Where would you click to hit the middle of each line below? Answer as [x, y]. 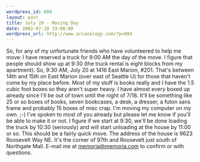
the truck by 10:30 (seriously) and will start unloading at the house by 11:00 [99, 127]
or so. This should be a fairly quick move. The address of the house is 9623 [99, 134]
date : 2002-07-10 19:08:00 [40, 28]
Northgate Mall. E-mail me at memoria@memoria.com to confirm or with [95, 146]
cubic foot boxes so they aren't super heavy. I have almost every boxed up [98, 89]
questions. [19, 152]
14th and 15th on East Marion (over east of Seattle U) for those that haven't [98, 77]
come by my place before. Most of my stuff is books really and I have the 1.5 [100, 83]
